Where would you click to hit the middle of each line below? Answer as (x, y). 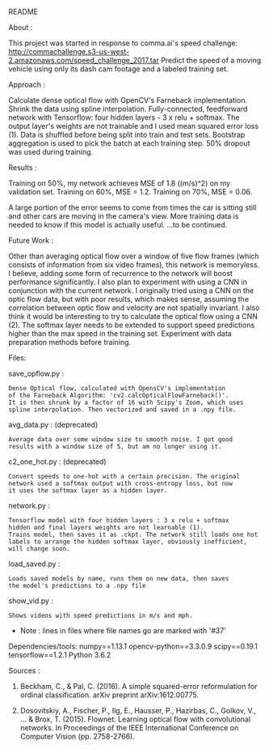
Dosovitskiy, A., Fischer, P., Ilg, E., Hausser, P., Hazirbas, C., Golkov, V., (138, 711)
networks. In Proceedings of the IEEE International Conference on (129, 728)
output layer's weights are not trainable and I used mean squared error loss (134, 126)
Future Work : (31, 240)
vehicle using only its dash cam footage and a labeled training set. (118, 69)
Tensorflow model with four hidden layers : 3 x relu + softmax (119, 521)
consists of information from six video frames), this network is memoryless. (134, 265)
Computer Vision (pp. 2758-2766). (78, 736)
